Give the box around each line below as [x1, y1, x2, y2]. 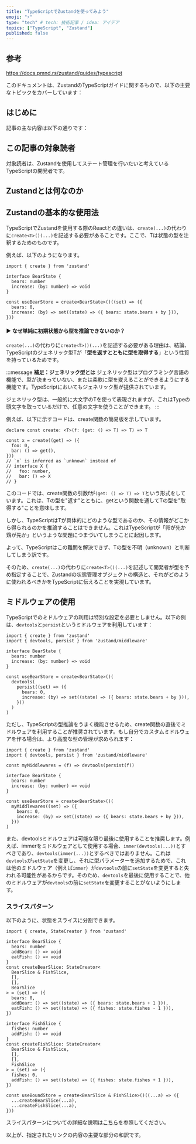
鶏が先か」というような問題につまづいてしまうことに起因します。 [6, 531, 165, 538]
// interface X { [6, 463, 49, 469]
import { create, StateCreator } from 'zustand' [6, 928, 127, 935]
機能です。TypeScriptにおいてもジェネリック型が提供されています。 [6, 383, 170, 390]
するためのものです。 [11, 239, 63, 246]
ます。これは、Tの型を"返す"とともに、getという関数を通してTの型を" [11, 496, 181, 504]
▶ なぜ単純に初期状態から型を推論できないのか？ [6, 328, 125, 335]
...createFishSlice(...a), [11, 1103, 77, 1109]
